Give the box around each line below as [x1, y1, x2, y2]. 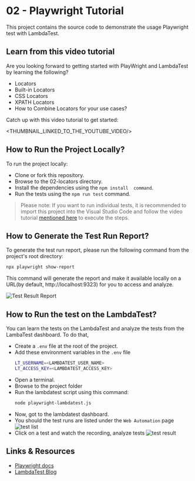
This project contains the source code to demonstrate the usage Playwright [6, 23, 189, 31]
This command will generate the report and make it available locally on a [6, 275, 181, 282]
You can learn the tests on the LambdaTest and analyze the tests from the [6, 325, 185, 332]
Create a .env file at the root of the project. [14, 343, 119, 350]
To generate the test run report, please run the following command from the [6, 246, 190, 253]
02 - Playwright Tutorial [6, 4, 125, 18]
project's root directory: [6, 253, 63, 260]
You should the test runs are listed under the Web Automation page [14, 416, 174, 424]
